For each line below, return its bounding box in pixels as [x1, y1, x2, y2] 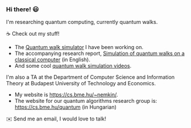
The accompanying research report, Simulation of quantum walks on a [14, 50, 185, 57]
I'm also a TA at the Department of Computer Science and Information [6, 74, 175, 81]
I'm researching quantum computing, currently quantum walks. [6, 19, 158, 26]
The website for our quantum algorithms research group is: [14, 98, 157, 105]
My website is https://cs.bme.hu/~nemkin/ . [14, 91, 118, 98]
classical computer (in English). [14, 56, 91, 63]
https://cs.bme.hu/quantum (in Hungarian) [14, 103, 117, 110]
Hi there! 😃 [6, 5, 39, 13]
